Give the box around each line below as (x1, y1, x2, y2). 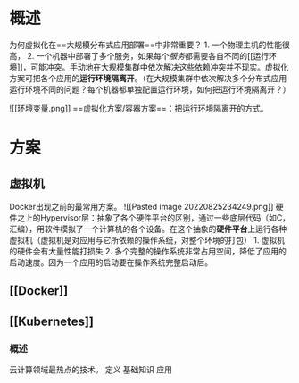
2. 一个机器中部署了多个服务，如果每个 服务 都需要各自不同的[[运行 (26, 50, 270, 61)
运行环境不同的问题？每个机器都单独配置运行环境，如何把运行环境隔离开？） (9, 84, 291, 95)
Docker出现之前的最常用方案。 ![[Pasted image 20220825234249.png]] (9, 201, 274, 212)
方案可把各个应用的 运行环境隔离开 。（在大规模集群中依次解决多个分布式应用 (9, 72, 287, 83)
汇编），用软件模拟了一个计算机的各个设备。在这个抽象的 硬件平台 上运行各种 (9, 223, 287, 234)
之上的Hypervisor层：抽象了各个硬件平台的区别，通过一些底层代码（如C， (16, 212, 291, 223)
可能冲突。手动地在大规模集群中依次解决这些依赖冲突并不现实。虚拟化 (30, 62, 289, 72)
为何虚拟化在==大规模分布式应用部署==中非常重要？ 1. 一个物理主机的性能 (9, 39, 283, 50)
